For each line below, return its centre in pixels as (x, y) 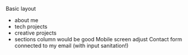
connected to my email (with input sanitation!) (71, 45)
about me (26, 20)
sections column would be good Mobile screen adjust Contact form (98, 39)
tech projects (31, 27)
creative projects (35, 33)
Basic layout (21, 9)
